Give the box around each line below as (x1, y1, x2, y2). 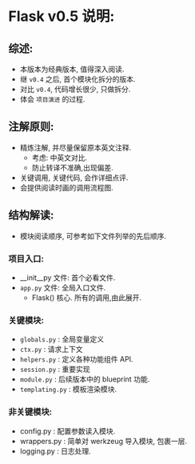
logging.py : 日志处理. (19, 446, 92, 456)
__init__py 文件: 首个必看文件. (19, 273, 116, 282)
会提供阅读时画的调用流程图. (19, 182, 113, 192)
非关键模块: (8, 406, 53, 418)
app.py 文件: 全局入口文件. (19, 282, 106, 292)
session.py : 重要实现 (19, 365, 90, 374)
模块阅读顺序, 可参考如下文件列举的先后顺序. (19, 231, 166, 241)
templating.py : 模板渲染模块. (19, 385, 117, 394)
